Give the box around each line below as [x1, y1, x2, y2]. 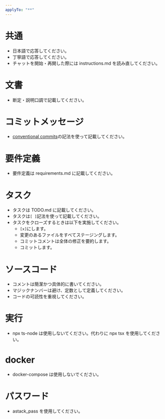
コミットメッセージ [5, 116, 84, 128]
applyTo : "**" [5, 7, 35, 12]
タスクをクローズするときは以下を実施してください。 [12, 220, 122, 226]
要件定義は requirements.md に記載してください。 [12, 170, 116, 176]
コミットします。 [19, 245, 55, 251]
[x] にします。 [19, 226, 48, 232]
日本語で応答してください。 [12, 48, 69, 54]
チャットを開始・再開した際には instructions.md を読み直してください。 [12, 60, 161, 66]
